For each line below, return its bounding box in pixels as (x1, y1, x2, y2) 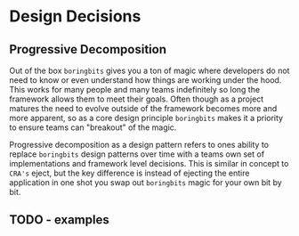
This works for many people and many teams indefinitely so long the (9, 85, 261, 94)
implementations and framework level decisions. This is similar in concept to (9, 159, 289, 168)
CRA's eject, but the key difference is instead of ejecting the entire (9, 167, 250, 178)
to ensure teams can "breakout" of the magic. (9, 122, 177, 133)
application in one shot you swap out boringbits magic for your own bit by (9, 177, 282, 188)
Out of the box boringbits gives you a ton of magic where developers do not (9, 65, 290, 76)
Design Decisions (9, 6, 141, 27)
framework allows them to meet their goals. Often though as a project (9, 94, 264, 104)
